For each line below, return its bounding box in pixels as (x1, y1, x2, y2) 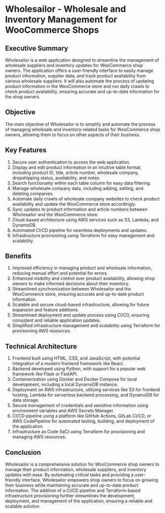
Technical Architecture (5, 342, 77, 351)
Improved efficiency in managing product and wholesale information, (12, 265, 152, 271)
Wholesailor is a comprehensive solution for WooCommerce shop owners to (5, 461, 160, 467)
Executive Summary (5, 44, 68, 52)
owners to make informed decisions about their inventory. (12, 281, 130, 287)
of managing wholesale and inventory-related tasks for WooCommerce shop (5, 126, 160, 132)
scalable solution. (5, 503, 41, 509)
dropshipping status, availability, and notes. (12, 175, 100, 181)
